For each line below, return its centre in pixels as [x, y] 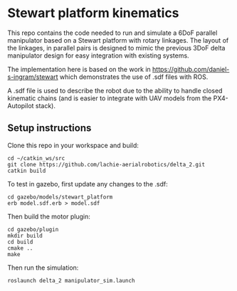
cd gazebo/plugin [33, 229]
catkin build [27, 171]
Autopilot [21, 105]
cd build [20, 242]
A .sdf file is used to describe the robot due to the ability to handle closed [115, 90]
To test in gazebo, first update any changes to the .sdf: [88, 184]
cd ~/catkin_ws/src [36, 158]
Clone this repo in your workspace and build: [73, 145]
